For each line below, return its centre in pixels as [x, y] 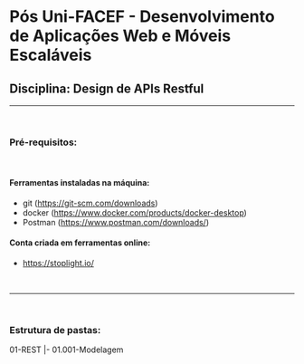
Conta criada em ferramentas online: [80, 243]
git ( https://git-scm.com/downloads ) [90, 203]
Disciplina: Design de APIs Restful [107, 88]
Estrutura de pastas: [55, 330]
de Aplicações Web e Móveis [120, 36]
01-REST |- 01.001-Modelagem [66, 350]
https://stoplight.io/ [58, 263]
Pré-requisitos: [43, 142]
